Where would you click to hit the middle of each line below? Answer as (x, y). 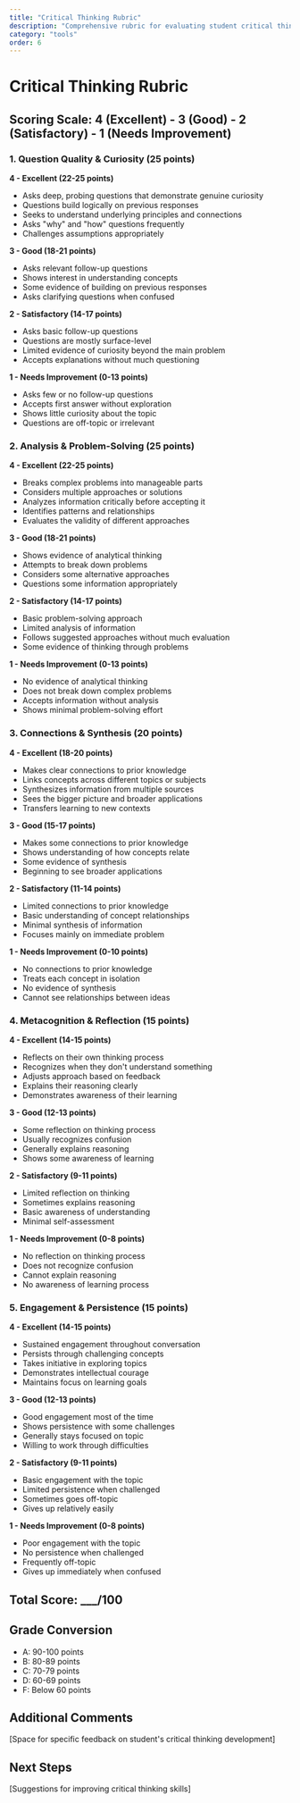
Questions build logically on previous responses (110, 205)
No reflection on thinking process (83, 1256)
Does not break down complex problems (97, 691)
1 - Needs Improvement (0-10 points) (79, 952)
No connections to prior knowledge (87, 969)
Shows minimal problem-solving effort (92, 710)
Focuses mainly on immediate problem (93, 934)
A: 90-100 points (53, 1652)
